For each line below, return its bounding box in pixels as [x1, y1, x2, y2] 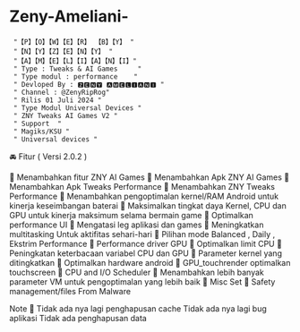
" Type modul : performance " [13, 72, 139, 81]
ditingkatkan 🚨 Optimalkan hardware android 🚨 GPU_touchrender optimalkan [9, 257, 291, 268]
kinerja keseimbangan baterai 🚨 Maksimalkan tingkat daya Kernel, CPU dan [9, 200, 287, 211]
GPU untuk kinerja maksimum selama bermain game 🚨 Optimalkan [9, 209, 253, 220]
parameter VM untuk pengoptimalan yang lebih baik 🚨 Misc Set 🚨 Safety [9, 276, 276, 287]
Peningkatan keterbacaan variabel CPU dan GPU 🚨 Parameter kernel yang [9, 248, 282, 259]
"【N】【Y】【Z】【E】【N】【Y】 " [13, 47, 114, 55]
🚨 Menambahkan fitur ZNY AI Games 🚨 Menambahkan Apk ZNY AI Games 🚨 [9, 172, 289, 183]
